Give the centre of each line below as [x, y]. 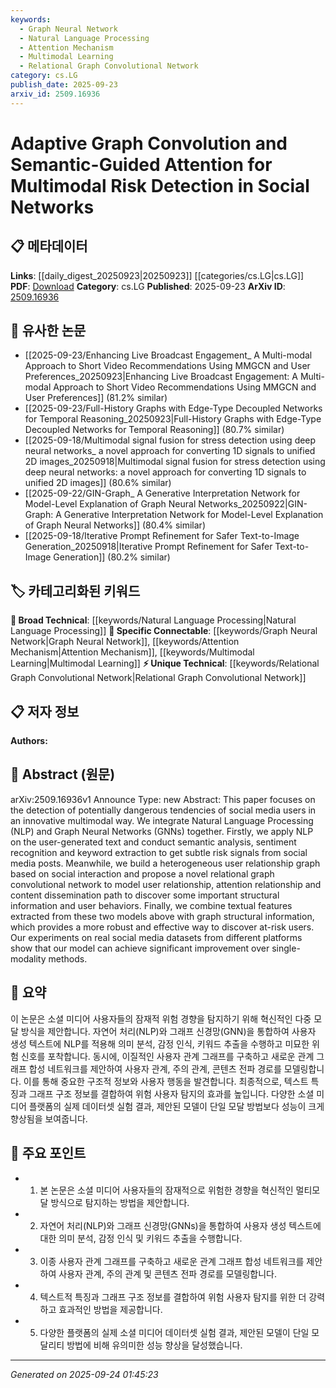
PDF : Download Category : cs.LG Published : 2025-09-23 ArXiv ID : [148, 286]
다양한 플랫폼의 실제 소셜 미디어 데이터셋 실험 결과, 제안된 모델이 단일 [174, 1332]
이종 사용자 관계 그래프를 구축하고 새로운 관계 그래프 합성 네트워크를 [172, 1261]
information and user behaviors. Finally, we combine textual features [151, 905]
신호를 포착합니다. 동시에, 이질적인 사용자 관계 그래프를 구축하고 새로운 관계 [167, 1056]
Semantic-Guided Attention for [141, 164]
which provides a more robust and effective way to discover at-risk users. [162, 927]
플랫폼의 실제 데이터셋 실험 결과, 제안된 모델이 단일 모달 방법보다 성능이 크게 [176, 1106]
